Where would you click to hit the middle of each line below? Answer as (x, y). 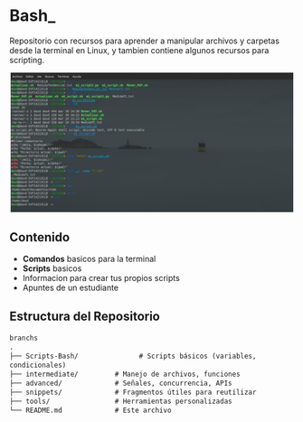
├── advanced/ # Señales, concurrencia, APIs (121, 384)
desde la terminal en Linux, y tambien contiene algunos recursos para (139, 50)
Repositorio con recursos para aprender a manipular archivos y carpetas (145, 41)
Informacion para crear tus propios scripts (101, 278)
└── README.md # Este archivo (90, 411)
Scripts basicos (52, 268)
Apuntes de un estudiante (71, 288)
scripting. (27, 60)
